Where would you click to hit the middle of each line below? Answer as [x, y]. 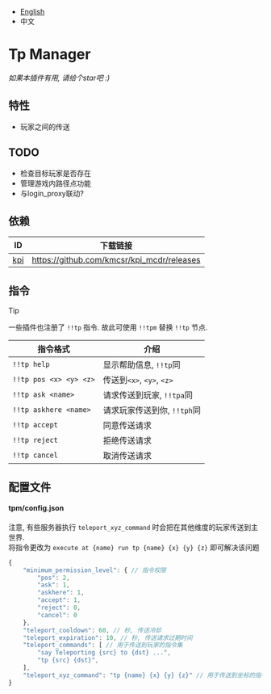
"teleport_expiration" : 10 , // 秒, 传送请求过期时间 [108, 637]
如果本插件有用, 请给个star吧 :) [59, 78]
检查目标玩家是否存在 [55, 173]
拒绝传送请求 [127, 441]
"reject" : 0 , [59, 608]
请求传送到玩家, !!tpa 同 [148, 395]
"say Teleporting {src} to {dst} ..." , [104, 653]
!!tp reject [35, 440]
